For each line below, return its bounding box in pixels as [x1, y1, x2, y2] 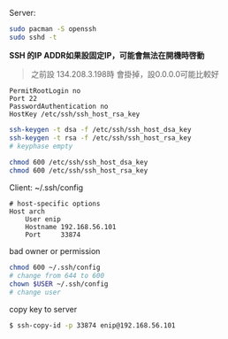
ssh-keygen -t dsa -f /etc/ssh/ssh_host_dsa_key [9, 125, 192, 134]
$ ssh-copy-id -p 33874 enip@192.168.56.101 [9, 320, 176, 330]
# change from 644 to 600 [9, 271, 104, 280]
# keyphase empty [9, 142, 73, 150]
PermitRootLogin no [9, 86, 81, 96]
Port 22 [9, 94, 38, 103]
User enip [25, 215, 62, 224]
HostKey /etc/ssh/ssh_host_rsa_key [9, 110, 141, 119]
